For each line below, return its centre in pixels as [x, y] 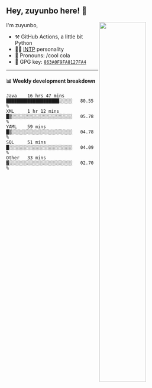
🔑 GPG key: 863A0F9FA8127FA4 [51, 61]
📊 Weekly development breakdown [51, 81]
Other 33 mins [26, 158]
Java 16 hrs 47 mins [35, 96]
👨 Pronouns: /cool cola [42, 55]
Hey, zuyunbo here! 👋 [46, 11]
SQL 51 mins [26, 142]
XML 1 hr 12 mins [33, 112]
